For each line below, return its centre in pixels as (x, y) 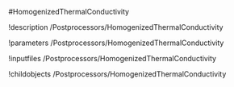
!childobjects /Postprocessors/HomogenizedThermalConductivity (117, 74)
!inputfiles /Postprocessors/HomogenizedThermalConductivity (112, 58)
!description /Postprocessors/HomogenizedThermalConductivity (116, 27)
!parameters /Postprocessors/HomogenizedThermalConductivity (116, 43)
